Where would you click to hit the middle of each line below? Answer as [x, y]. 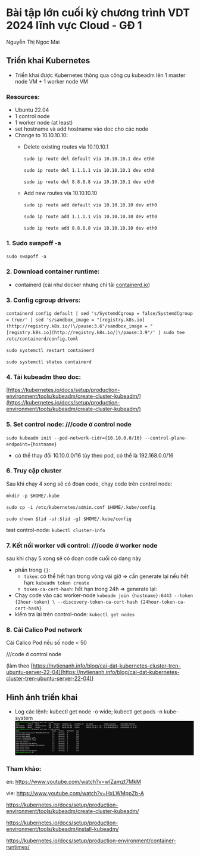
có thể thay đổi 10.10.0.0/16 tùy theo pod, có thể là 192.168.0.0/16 [94, 455]
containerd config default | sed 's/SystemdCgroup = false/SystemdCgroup [100, 313]
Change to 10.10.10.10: [41, 135]
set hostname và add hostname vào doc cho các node [82, 129]
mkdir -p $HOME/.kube [33, 496]
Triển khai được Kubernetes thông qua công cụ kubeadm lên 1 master [100, 75]
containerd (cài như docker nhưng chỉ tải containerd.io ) [82, 285]
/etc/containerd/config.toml [42, 339]
